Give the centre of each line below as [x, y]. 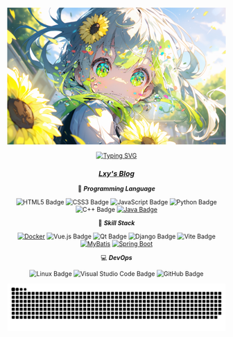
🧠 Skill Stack [116, 223]
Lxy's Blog [116, 173]
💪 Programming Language [116, 189]
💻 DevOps [116, 258]
